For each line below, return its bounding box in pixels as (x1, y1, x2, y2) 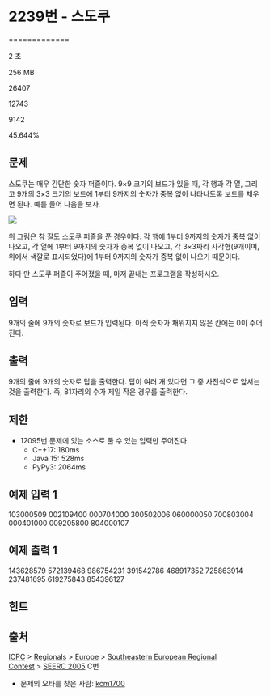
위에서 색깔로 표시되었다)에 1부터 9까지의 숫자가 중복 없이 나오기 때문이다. (8, 252, 241, 261)
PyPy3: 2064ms (32, 462, 86, 472)
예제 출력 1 (8, 544, 58, 558)
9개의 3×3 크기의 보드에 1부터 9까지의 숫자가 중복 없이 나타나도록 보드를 (16, 189, 245, 198)
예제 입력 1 (8, 487, 58, 502)
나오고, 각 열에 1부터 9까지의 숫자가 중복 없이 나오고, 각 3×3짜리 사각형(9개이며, (8, 241, 260, 251)
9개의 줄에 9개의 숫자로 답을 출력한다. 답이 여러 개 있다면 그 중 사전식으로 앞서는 (8, 377, 260, 387)
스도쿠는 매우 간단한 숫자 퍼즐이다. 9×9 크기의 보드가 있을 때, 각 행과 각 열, (8, 179, 243, 189)
